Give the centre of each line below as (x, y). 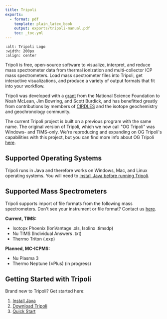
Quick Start (24, 311)
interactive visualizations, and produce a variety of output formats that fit (80, 81)
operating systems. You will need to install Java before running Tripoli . (77, 175)
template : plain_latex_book (43, 24)
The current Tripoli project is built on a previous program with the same (78, 121)
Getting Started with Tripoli (48, 279)
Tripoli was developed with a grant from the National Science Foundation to (83, 96)
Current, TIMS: (21, 218)
